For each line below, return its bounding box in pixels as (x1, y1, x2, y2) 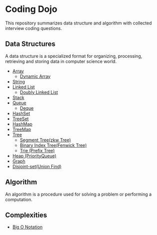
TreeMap (12, 126, 31, 132)
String (12, 78, 25, 84)
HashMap (12, 121, 32, 127)
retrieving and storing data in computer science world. (5, 58, 117, 64)
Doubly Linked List (19, 89, 58, 95)
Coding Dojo (5, 3, 58, 15)
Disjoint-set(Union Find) (12, 163, 62, 169)
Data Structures (5, 40, 56, 48)
